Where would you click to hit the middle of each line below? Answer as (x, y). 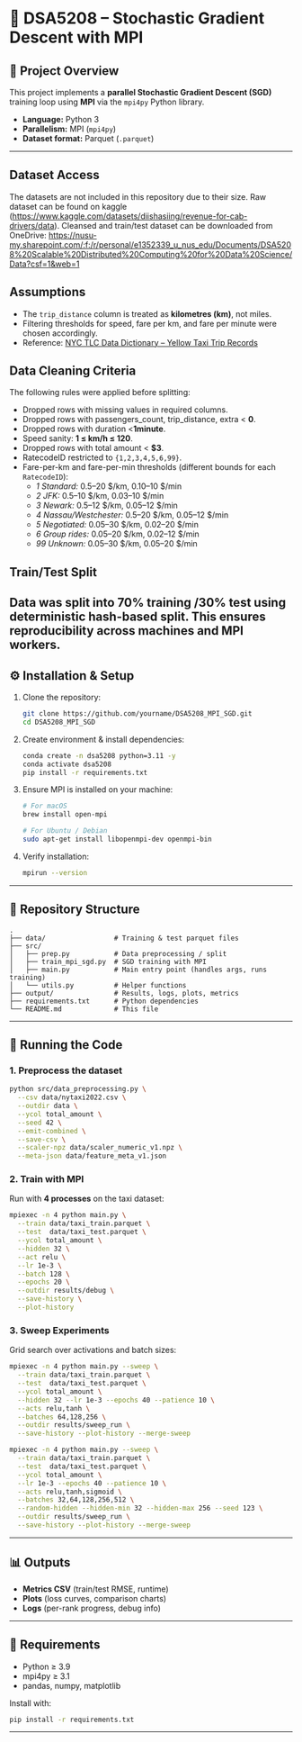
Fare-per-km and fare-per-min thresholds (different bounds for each (149, 467)
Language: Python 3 (61, 119)
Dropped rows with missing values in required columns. (125, 410)
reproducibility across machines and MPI (127, 631)
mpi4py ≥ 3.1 (46, 1676)
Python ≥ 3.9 (46, 1666)
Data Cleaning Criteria (73, 371)
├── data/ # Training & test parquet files (124, 938)
